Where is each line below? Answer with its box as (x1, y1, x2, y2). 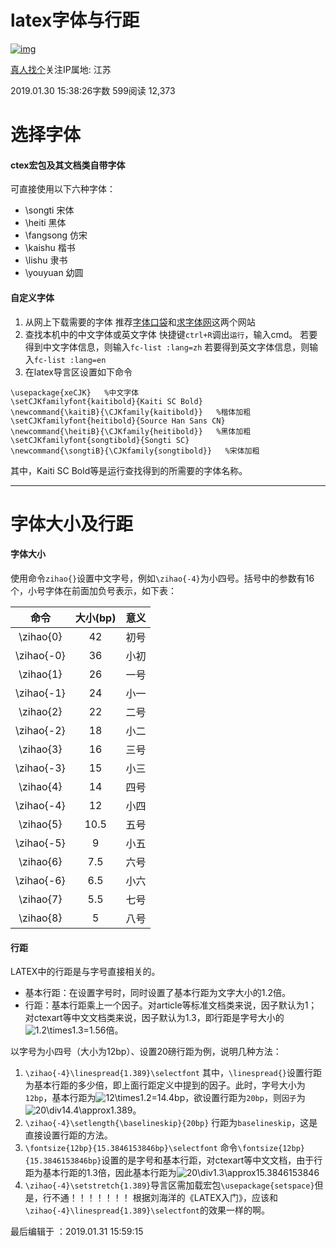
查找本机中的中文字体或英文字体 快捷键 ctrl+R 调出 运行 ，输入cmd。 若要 (24, 328, 318, 340)
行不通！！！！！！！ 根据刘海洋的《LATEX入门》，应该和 (42, 1192, 279, 1204)
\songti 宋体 (24, 204, 75, 216)
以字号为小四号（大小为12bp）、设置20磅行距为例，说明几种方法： (10, 1046, 282, 1058)
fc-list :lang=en (33, 355, 107, 365)
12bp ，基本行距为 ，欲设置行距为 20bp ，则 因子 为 (24, 1092, 306, 1104)
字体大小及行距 (10, 512, 134, 535)
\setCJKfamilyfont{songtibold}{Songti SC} (10, 435, 190, 445)
